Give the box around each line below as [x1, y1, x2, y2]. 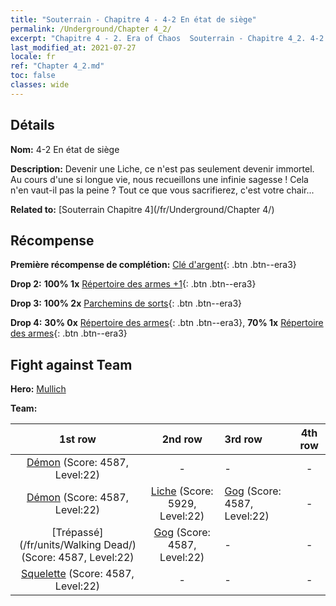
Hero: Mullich [10, 383, 67, 395]
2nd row [161, 432, 203, 446]
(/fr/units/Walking [18, 538, 102, 552]
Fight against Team [10, 356, 133, 373]
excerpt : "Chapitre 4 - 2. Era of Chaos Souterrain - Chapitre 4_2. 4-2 [10, 33, 325, 43]
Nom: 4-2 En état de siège [10, 143, 120, 155]
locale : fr [10, 52, 56, 62]
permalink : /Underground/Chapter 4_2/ [10, 24, 172, 34]
